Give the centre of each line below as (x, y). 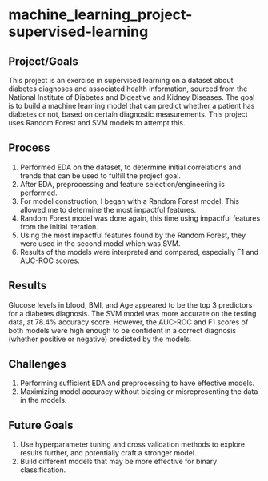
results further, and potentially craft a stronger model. (108, 453)
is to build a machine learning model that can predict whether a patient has (132, 106)
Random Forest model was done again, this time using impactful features (140, 218)
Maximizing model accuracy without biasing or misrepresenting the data (139, 392)
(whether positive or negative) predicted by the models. (100, 339)
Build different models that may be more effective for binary (118, 462)
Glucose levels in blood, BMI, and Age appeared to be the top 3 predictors (130, 304)
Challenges (37, 364)
